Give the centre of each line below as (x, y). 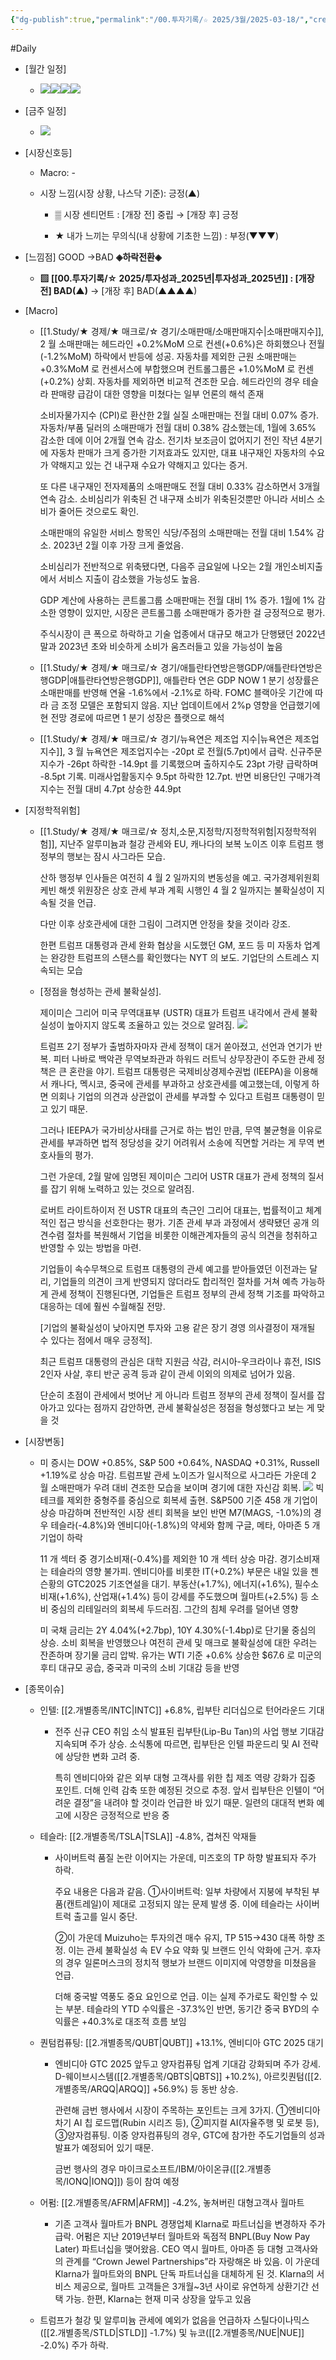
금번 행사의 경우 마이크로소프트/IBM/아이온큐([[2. (151, 2168)
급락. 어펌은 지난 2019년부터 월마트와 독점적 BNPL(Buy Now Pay (182, 2236)
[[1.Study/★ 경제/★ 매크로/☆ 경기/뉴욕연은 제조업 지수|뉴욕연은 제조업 (179, 738)
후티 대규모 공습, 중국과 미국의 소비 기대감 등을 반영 (139, 1667)
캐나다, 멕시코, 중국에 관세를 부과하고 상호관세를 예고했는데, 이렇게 (180, 1083)
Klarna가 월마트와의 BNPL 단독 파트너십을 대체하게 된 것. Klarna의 (184, 2273)
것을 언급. (77, 902)
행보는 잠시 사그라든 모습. (116, 856)
